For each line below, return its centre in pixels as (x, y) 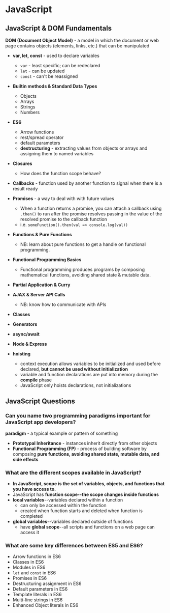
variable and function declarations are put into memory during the (89, 374)
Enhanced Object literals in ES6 (45, 605)
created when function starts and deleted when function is (81, 511)
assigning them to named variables (57, 154)
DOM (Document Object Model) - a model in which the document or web (82, 40)
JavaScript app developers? (41, 422)
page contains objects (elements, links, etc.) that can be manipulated (77, 46)
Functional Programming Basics (47, 260)
